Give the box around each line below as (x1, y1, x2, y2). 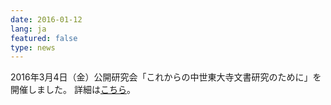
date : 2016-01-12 (10, 14, 83, 25)
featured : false (10, 33, 78, 43)
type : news (10, 42, 56, 53)
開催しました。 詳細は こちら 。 (10, 84, 136, 96)
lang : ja (10, 24, 47, 34)
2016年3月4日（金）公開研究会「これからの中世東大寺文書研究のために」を (10, 71, 322, 83)
